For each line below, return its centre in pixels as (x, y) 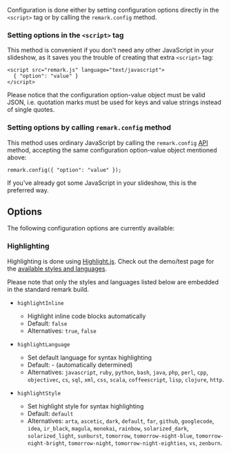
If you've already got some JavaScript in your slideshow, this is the (102, 183)
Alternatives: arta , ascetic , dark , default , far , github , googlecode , (121, 421)
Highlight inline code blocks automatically (87, 316)
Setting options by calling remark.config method (89, 128)
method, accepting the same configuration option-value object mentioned (112, 150)
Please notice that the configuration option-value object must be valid (106, 95)
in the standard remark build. (48, 289)
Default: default (50, 413)
